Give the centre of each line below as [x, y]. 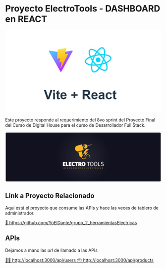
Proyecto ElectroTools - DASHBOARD [83, 9]
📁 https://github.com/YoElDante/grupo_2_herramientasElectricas [71, 222]
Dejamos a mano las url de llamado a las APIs [52, 250]
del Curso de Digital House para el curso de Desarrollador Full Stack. [75, 125]
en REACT [26, 19]
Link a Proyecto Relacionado [50, 196]
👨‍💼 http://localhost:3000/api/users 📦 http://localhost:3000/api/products [79, 260]
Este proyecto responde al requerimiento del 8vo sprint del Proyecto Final [80, 120]
